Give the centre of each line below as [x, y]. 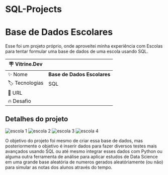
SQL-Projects [33, 9]
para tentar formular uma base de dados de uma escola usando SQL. [77, 52]
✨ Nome [18, 75]
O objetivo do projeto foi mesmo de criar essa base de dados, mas [74, 140]
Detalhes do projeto [37, 119]
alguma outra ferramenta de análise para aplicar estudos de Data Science [81, 156]
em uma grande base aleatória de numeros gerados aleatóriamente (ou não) [84, 162]
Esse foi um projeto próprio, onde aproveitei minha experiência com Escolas [84, 46]
